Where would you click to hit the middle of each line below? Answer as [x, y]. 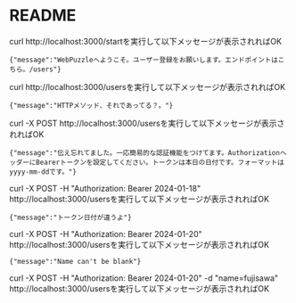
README [43, 16]
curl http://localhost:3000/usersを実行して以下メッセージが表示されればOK [148, 86]
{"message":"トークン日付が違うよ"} [70, 217]
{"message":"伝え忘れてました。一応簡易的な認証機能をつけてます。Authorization [145, 152]
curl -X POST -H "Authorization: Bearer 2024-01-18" [105, 188]
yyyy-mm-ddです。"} [43, 172]
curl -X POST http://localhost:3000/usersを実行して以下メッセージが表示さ [147, 123]
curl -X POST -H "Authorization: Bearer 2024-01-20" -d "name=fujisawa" [144, 278]
